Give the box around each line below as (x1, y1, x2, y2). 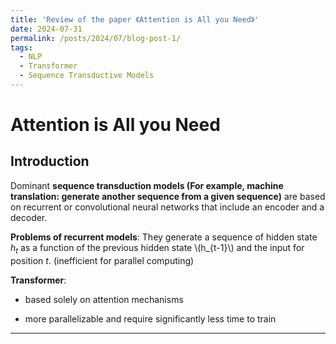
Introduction (10, 153, 90, 170)
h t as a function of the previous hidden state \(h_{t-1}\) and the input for (10, 241, 305, 256)
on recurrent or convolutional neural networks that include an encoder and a (10, 201, 325, 213)
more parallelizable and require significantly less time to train (24, 312, 277, 325)
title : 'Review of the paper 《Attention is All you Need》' (10, 14, 260, 25)
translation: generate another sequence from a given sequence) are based (10, 190, 326, 202)
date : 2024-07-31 (10, 24, 83, 34)
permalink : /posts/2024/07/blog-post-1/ (10, 33, 182, 43)
